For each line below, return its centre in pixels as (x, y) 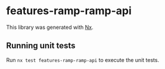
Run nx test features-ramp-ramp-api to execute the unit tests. (83, 60)
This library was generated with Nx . (50, 27)
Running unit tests (41, 46)
